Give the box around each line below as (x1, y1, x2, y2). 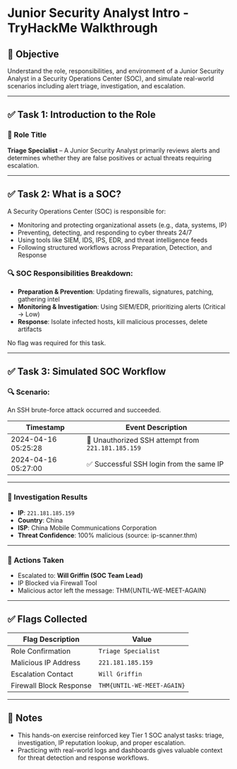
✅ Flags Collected (7, 613, 87, 626)
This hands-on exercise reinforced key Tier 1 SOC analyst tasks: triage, (17, 731, 224, 739)
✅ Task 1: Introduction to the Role (7, 109, 157, 121)
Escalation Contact (11, 669, 74, 679)
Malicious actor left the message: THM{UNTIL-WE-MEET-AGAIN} (17, 586, 207, 595)
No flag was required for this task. (7, 338, 107, 347)
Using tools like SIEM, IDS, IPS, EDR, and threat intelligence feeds (17, 235, 208, 244)
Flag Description (23, 634, 80, 644)
